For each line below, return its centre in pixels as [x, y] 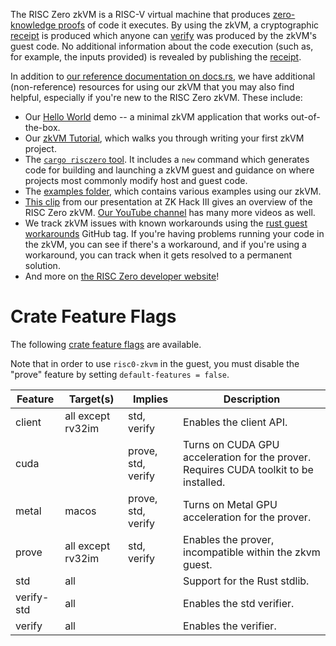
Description [252, 399]
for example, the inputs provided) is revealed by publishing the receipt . [156, 57]
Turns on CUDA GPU [231, 444]
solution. [42, 265]
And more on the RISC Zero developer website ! [122, 276]
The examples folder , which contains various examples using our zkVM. [173, 191]
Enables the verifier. [230, 626]
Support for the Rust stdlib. [246, 581]
